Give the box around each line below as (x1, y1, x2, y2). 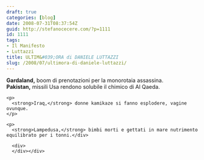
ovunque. (6, 105, 29, 111)
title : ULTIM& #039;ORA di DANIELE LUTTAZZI (6, 54, 119, 60)
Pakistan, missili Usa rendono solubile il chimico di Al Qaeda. (6, 83, 160, 90)
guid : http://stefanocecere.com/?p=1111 (6, 26, 111, 32)
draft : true (6, 9, 37, 15)
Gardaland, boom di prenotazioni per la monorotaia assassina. (6, 77, 164, 84)
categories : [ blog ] (6, 15, 56, 21)
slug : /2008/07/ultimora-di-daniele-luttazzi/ (6, 60, 127, 66)
